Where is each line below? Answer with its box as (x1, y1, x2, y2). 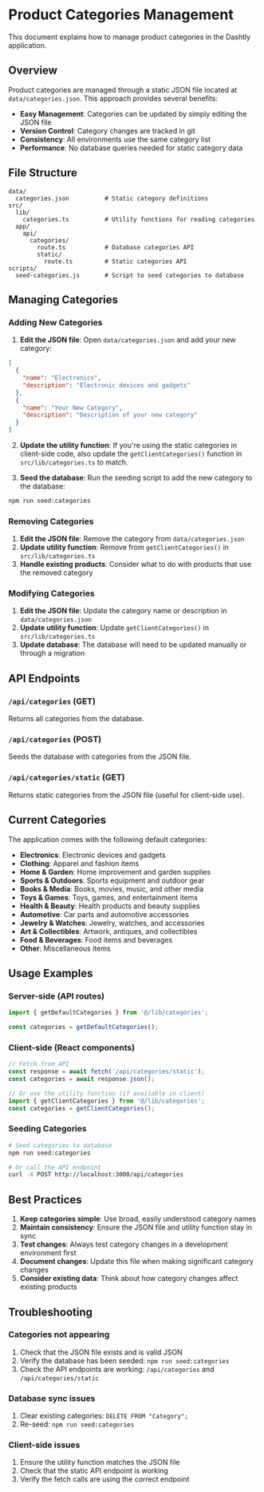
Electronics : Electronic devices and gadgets (19, 850, 166, 860)
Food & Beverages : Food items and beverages (19, 935, 173, 944)
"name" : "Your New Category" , (22, 404, 124, 412)
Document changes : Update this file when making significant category (19, 1257, 254, 1267)
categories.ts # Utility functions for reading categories (22, 215, 255, 223)
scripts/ (8, 264, 37, 273)
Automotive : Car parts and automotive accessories (19, 909, 189, 919)
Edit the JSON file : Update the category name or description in (19, 606, 227, 616)
